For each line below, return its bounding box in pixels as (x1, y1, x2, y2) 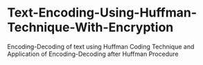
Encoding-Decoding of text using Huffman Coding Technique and (7, 42, 195, 50)
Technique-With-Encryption (7, 19, 174, 35)
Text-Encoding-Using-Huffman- (7, 5, 197, 21)
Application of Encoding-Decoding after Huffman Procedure (7, 50, 179, 58)
